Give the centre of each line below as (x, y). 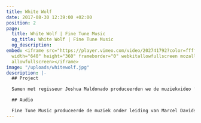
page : (13, 28)
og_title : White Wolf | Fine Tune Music (63, 39)
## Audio (22, 100)
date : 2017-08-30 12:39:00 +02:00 (49, 17)
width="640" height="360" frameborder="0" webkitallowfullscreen (95, 56)
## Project (25, 78)
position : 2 (21, 23)
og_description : (32, 45)
